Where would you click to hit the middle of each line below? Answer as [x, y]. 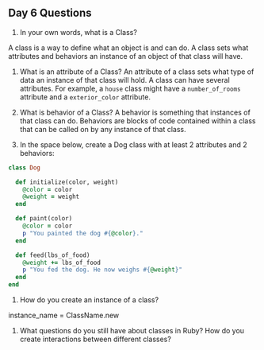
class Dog [25, 167]
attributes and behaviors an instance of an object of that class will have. [126, 56]
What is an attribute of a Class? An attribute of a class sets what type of [137, 72]
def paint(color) [44, 219]
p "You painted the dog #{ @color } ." [83, 233]
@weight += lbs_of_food [62, 262]
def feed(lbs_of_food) [53, 255]
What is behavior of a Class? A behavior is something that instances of [135, 112]
